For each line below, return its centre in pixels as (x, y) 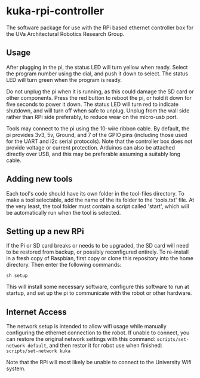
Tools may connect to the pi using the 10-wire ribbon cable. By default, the (98, 128)
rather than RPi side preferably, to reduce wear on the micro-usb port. (92, 117)
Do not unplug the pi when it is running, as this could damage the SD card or (100, 92)
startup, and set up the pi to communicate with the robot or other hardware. (99, 293)
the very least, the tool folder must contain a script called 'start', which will (98, 206)
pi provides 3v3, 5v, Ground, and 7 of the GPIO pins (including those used (97, 135)
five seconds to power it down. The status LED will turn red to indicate (93, 104)
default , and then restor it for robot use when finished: (95, 346)
